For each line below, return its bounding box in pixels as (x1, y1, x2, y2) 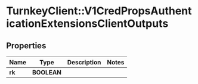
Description (67, 58, 101, 66)
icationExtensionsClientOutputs (6, 17, 169, 30)
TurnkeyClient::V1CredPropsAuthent (6, 4, 192, 18)
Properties (6, 41, 47, 51)
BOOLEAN (32, 69, 61, 76)
